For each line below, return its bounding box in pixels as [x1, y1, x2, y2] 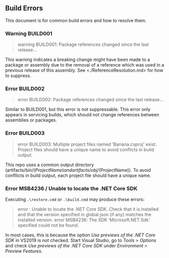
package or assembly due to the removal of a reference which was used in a [5, 62, 164, 68]
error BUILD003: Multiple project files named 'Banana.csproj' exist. [17, 141, 157, 147]
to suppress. [5, 73, 31, 79]
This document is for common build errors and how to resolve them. [5, 17, 147, 23]
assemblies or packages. [5, 117, 57, 123]
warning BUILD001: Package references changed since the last [17, 41, 149, 47]
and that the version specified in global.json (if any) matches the [17, 212, 151, 217]
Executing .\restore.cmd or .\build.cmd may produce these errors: [5, 197, 145, 202]
